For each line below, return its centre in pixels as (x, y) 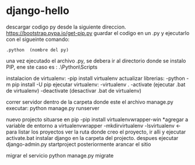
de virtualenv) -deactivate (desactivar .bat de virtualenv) (74, 90)
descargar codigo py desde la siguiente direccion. (66, 27)
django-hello (38, 11)
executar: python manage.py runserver (53, 108)
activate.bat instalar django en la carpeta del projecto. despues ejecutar (92, 138)
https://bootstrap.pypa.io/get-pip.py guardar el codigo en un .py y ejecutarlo (98, 33)
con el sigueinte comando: (38, 39)
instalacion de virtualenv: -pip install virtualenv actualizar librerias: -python (95, 78)
